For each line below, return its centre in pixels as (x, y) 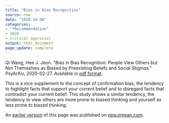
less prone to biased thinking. (36, 105)
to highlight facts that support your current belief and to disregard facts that (85, 89)
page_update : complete (29, 48)
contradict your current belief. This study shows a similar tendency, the (80, 94)
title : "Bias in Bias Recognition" (43, 10)
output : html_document (29, 43)
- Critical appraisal (28, 39)
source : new (18, 15)
